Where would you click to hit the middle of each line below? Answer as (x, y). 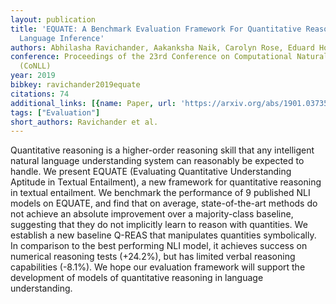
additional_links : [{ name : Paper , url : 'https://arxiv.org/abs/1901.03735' (171, 103)
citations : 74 (40, 94)
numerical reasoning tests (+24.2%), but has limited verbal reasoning (153, 257)
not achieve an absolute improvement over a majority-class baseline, (152, 214)
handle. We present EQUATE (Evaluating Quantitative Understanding (151, 172)
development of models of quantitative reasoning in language (137, 278)
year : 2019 (33, 76)
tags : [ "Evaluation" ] (55, 112)
